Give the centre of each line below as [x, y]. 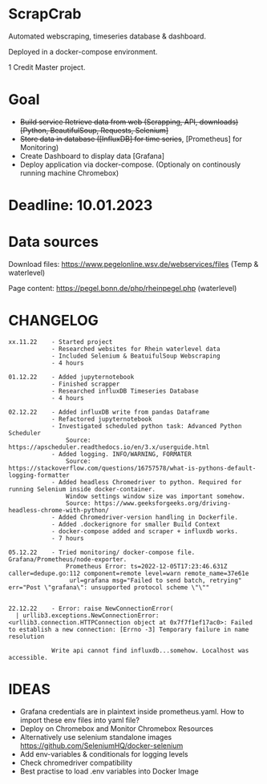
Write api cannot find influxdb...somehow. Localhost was [150, 650]
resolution [26, 636]
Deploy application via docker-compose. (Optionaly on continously [130, 164]
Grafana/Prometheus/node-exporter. [68, 559]
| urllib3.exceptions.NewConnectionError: [87, 615]
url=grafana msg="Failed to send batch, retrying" [156, 580]
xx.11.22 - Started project [61, 341]
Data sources [53, 242]
